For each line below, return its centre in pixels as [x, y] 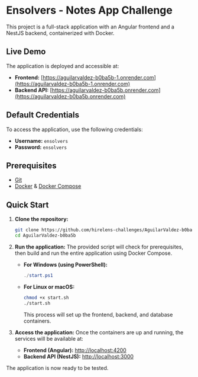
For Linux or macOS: [49, 287]
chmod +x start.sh [46, 298]
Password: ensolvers [41, 147]
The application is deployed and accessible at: [63, 66]
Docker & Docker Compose [48, 186]
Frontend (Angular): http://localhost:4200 [75, 350]
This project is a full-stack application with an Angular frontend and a [90, 27]
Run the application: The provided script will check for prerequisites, [99, 247]
